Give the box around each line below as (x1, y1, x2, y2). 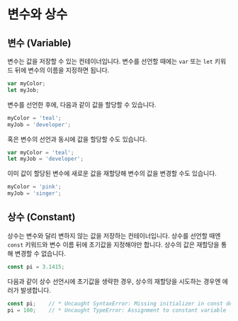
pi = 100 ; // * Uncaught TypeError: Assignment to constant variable (7, 306, 227, 314)
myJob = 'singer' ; (7, 190, 62, 197)
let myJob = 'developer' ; (7, 155, 84, 163)
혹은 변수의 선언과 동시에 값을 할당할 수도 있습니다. (7, 135, 147, 143)
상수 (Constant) (7, 211, 76, 223)
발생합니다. (20, 286, 52, 294)
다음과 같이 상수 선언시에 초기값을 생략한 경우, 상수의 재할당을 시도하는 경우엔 (7, 277, 221, 286)
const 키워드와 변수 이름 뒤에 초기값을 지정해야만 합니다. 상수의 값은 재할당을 (7, 240, 220, 249)
